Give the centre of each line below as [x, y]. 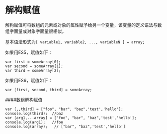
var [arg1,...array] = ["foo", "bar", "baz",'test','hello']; [71, 118]
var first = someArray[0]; [33, 62]
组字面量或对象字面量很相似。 [36, 31]
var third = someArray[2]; [33, 70]
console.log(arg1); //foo [34, 122]
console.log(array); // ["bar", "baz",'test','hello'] [65, 127]
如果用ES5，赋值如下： [29, 52]
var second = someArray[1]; [34, 66]
